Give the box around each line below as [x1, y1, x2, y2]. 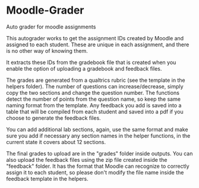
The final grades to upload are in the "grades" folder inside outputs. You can [6, 149, 193, 157]
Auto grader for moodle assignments [6, 23, 96, 30]
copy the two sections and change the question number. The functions [6, 89, 180, 96]
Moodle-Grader [6, 4, 84, 17]
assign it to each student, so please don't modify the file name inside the [6, 168, 184, 176]
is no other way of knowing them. [6, 47, 88, 54]
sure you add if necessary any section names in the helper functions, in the [6, 132, 191, 139]
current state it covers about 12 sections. [6, 138, 106, 145]
